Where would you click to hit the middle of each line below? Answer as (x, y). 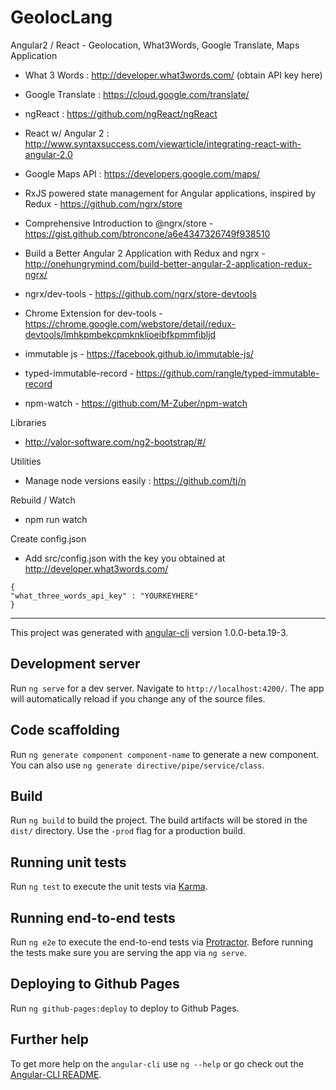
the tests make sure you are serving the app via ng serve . (128, 952)
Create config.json (48, 538)
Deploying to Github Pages (95, 984)
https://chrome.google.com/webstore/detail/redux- (130, 323)
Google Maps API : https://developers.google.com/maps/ (142, 173)
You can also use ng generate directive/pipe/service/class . (137, 765)
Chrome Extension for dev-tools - (93, 313)
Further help (50, 1039)
